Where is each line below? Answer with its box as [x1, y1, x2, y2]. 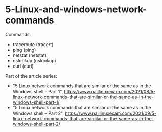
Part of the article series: [5, 73, 58, 79]
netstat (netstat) [12, 52, 47, 58]
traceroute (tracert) [12, 41, 54, 47]
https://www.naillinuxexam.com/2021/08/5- [64, 88, 156, 94]
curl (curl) [12, 63, 34, 69]
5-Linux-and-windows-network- [5, 4, 147, 15]
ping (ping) [12, 47, 36, 53]
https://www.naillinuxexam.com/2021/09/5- [64, 110, 157, 116]
